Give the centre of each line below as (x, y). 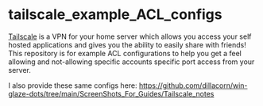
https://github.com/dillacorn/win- (193, 85)
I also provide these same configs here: (73, 85)
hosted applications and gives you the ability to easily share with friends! (127, 44)
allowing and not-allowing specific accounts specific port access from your (131, 62)
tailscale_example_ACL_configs (115, 15)
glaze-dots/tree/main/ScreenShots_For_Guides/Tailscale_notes (111, 93)
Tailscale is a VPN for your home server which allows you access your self (130, 36)
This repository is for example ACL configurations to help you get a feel (125, 53)
